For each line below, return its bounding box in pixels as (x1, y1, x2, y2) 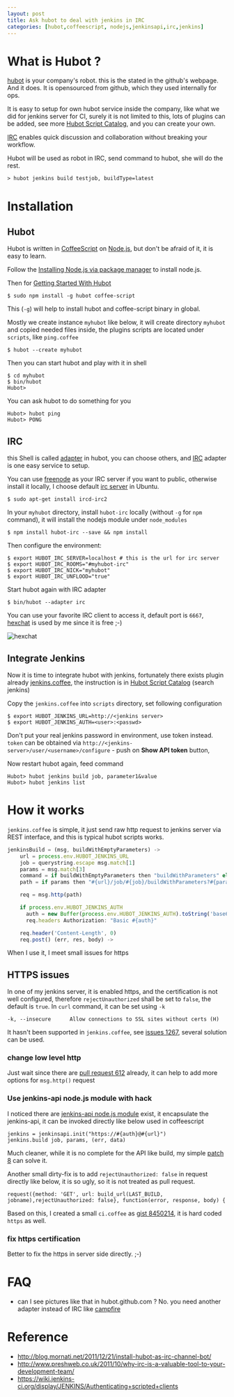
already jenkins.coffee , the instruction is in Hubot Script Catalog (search (7, 678, 214, 687)
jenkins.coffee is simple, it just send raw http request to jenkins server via (7, 825, 221, 833)
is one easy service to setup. (7, 462, 91, 470)
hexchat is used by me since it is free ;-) (7, 619, 123, 627)
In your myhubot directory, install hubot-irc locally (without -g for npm (7, 508, 203, 517)
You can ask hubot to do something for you (7, 397, 131, 405)
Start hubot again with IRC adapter (7, 585, 107, 594)
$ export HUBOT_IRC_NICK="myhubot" (7, 567, 111, 574)
